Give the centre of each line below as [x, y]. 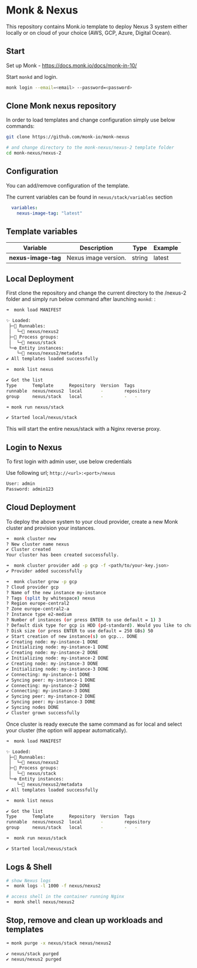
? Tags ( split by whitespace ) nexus [51, 598]
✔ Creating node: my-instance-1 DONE [52, 642]
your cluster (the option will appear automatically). [67, 730]
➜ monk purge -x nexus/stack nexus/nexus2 [59, 943]
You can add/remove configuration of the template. [68, 185]
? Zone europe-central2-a [38, 609]
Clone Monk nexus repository [61, 106]
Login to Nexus [34, 447]
